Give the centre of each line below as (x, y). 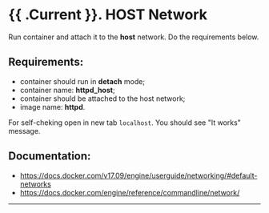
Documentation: (50, 157)
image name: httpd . (52, 106)
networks (36, 184)
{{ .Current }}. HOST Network (108, 15)
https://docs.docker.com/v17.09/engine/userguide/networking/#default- (139, 175)
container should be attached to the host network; (102, 98)
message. (24, 131)
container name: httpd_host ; (67, 90)
